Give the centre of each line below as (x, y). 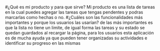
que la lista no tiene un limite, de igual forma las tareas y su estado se (75, 28)
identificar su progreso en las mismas (43, 43)
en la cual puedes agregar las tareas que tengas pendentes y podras (74, 12)
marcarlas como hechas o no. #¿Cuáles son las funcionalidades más (74, 17)
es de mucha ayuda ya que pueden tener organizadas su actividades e (76, 38)
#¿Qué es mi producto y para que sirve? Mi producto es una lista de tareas (80, 7)
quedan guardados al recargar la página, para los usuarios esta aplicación (80, 33)
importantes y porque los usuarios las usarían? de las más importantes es (79, 22)
